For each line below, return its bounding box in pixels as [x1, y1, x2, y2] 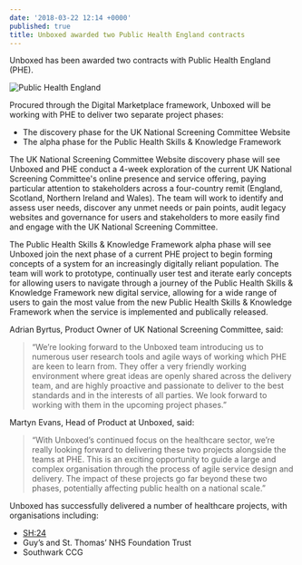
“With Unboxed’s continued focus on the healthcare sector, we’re [31, 434, 275, 445]
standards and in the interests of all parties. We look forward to [31, 390, 268, 401]
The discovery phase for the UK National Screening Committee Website [22, 127, 291, 138]
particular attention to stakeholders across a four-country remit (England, [9, 183, 283, 194]
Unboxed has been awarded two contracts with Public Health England [9, 55, 271, 66]
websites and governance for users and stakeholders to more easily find [9, 212, 280, 223]
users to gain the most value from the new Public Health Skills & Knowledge [9, 297, 293, 308]
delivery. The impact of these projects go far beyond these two [31, 473, 268, 484]
